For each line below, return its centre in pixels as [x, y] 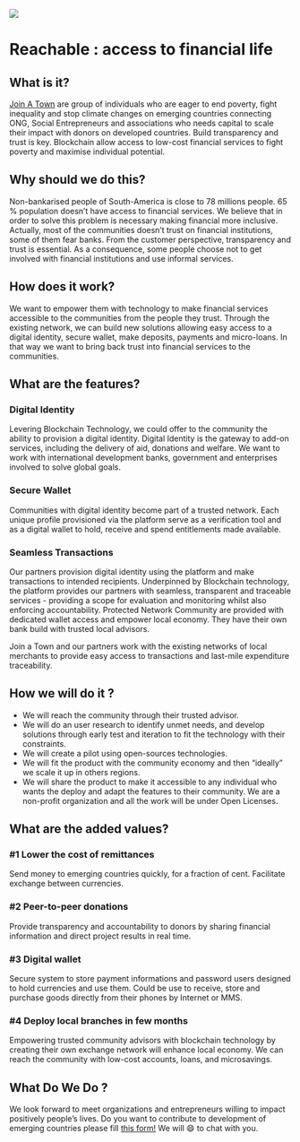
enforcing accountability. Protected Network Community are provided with [146, 610]
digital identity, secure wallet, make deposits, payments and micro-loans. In [149, 337]
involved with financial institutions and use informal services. [122, 258]
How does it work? [62, 287]
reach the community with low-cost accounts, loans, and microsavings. [141, 1060]
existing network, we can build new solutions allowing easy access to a [141, 327]
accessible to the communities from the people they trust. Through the [140, 317]
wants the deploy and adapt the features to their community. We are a [151, 791]
